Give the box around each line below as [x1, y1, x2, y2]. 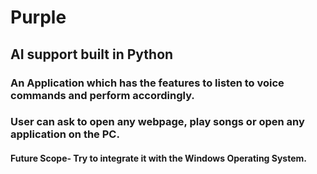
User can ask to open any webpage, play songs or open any [10, 115, 305, 129]
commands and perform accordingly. [10, 88, 195, 102]
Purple [10, 6, 67, 29]
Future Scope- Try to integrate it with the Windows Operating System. [10, 152, 307, 165]
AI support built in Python [10, 46, 174, 63]
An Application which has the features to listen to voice [10, 76, 285, 90]
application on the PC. [10, 127, 120, 141]
